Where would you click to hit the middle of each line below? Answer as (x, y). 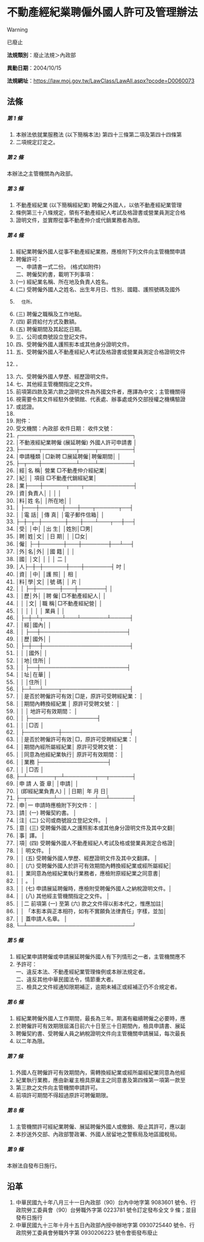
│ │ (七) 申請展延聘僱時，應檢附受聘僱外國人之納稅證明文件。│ (94, 889)
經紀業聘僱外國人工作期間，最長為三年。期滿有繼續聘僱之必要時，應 (100, 1018)
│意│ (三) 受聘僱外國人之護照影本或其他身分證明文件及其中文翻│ (96, 828)
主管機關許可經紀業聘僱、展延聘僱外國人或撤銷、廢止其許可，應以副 (100, 1127)
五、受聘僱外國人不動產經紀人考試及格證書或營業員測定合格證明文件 (100, 352)
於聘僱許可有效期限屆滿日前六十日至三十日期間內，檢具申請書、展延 (100, 1026)
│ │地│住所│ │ (34, 660)
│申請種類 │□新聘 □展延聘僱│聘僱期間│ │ (68, 457)
